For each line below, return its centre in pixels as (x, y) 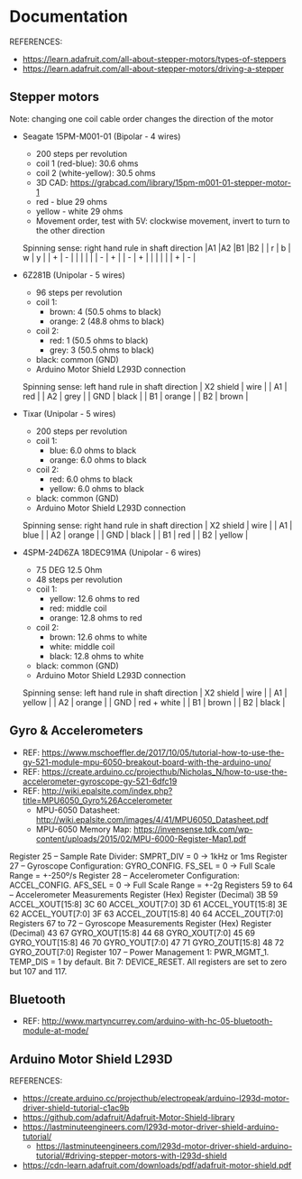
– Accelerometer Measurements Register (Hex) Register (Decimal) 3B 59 (144, 894)
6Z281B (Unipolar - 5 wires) (74, 275)
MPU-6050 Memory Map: (84, 829)
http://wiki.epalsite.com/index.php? (107, 790)
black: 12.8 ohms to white (96, 656)
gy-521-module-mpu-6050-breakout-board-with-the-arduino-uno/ (147, 762)
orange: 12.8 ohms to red (96, 617)
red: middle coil (78, 608)
